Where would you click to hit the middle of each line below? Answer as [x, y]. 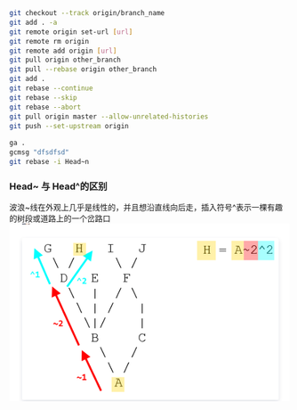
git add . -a [33, 22]
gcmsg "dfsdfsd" [39, 152]
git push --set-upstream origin [69, 126]
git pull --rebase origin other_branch [83, 70]
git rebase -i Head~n [49, 162]
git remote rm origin [49, 41]
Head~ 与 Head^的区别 [59, 186]
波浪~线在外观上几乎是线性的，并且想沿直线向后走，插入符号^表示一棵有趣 [146, 208]
